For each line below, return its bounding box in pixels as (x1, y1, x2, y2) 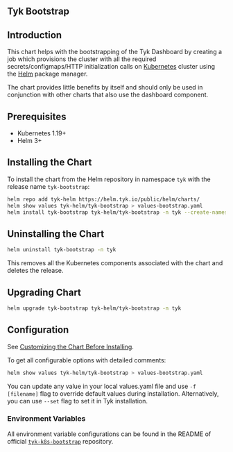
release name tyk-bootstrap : (7, 182, 90, 190)
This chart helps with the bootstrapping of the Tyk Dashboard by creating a (7, 48, 223, 56)
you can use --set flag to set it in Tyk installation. (7, 396, 148, 405)
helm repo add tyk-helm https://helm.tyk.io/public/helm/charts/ (7, 196, 200, 203)
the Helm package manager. (7, 69, 88, 78)
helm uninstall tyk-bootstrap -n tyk (7, 246, 116, 253)
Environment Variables (7, 414, 86, 424)
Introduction (7, 29, 62, 41)
